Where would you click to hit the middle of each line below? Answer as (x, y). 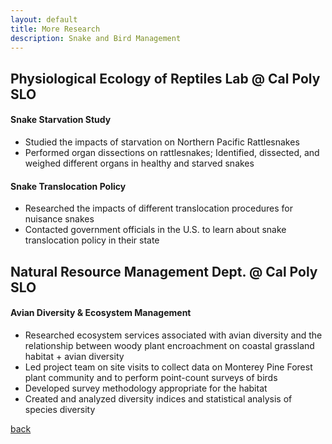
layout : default (44, 19)
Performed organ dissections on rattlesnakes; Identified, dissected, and (172, 152)
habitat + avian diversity (74, 356)
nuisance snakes (59, 219)
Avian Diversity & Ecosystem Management (101, 313)
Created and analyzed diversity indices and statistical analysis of (158, 398)
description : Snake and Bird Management (96, 38)
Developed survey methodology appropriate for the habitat (146, 388)
